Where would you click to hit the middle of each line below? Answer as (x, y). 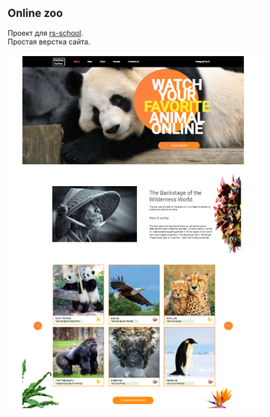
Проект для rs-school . (45, 33)
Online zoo (35, 13)
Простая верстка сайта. (49, 41)
